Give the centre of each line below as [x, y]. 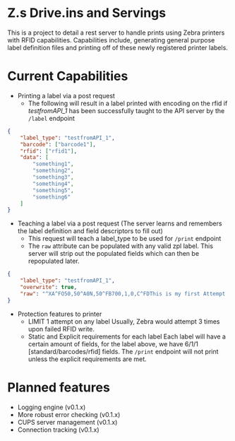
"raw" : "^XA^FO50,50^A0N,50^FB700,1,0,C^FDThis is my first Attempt [123, 294]
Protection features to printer [60, 314]
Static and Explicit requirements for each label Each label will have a [127, 336]
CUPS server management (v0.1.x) [67, 422]
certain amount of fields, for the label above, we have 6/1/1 [113, 343]
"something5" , [53, 190]
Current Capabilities [68, 76]
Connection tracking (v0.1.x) [59, 430]
